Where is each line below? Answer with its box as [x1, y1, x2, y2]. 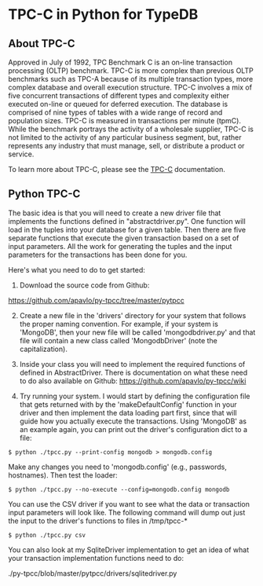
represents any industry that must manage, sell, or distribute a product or [8, 141, 245, 150]
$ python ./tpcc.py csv [8, 531, 86, 539]
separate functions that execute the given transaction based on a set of [8, 233, 239, 243]
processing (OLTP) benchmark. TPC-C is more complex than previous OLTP [8, 66, 254, 75]
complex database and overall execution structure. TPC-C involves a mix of [8, 82, 253, 92]
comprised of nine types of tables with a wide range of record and [8, 108, 223, 117]
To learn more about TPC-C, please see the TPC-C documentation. [8, 165, 225, 174]
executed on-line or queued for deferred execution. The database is [8, 100, 228, 108]
